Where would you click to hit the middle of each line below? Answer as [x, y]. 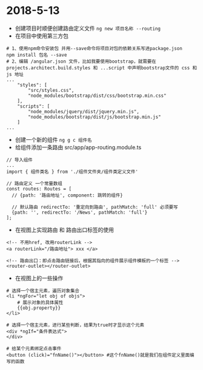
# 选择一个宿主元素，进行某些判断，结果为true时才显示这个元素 [75, 325]
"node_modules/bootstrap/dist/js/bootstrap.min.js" [95, 117]
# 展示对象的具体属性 [40, 302]
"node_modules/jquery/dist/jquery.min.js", [84, 111]
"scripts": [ [34, 106]
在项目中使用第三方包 [42, 36]
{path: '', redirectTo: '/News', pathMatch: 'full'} [80, 212]
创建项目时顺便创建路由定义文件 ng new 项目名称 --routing [88, 28]
